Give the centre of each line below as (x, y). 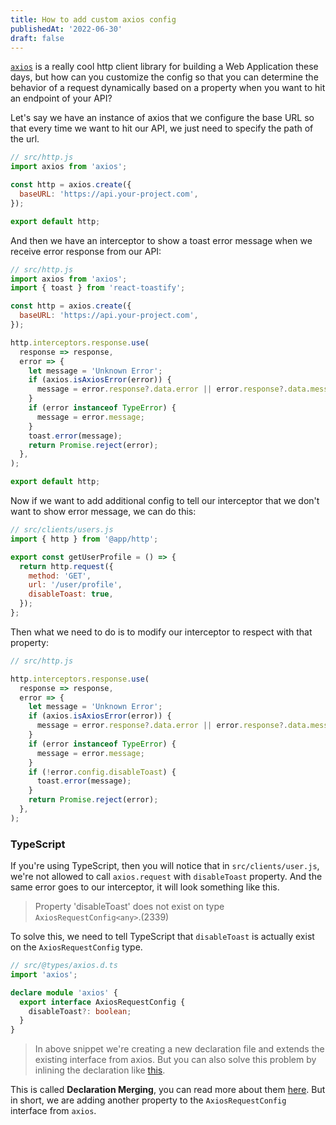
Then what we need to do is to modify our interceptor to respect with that (161, 632)
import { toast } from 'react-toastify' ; (98, 288)
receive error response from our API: (86, 251)
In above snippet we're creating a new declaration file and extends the (179, 1049)
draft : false (37, 38)
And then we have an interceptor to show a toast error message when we (161, 240)
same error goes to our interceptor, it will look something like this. (145, 887)
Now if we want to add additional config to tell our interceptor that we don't (165, 500)
